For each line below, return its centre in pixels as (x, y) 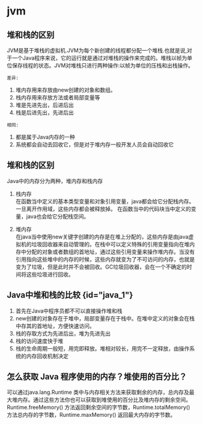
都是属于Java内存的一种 (45, 137)
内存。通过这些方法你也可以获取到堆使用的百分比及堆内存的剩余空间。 (104, 400)
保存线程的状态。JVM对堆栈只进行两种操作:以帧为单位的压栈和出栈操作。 (103, 65)
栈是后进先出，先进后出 (44, 112)
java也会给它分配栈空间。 (58, 216)
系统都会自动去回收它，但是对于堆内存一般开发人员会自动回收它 (94, 145)
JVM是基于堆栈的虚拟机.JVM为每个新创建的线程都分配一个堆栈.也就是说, (97, 50)
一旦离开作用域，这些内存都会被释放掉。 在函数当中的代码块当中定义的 (103, 208)
